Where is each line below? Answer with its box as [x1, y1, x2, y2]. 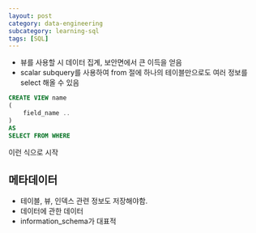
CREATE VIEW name [8, 94, 67, 102]
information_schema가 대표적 [19, 216, 117, 227]
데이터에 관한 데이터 [19, 206, 83, 216]
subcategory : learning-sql [8, 27, 100, 35]
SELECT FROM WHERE [8, 131, 70, 140]
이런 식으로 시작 [8, 147, 59, 157]
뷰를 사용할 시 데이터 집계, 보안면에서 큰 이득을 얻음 [19, 57, 182, 67]
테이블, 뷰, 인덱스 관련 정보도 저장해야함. [19, 196, 148, 206]
